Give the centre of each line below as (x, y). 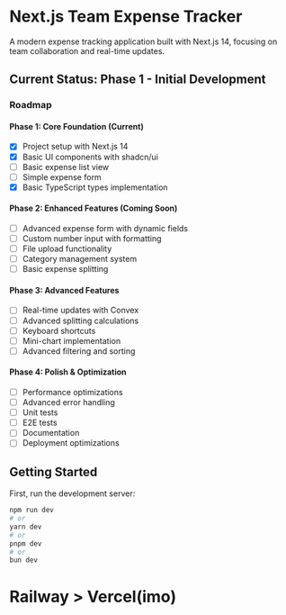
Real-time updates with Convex (80, 310)
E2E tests (40, 423)
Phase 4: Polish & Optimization (68, 372)
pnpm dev (26, 543)
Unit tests (40, 412)
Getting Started (54, 471)
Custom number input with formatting (92, 239)
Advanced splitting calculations (80, 321)
